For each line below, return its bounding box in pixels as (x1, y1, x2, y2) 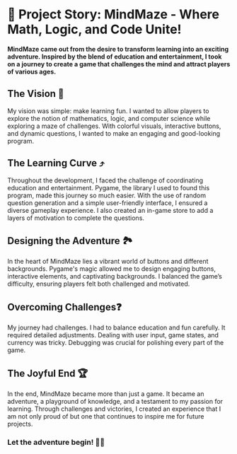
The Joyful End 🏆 (7, 367, 88, 379)
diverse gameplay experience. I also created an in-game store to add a (7, 206, 214, 214)
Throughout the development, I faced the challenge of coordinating (7, 176, 204, 185)
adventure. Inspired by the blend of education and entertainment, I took (7, 52, 222, 61)
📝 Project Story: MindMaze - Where (7, 6, 220, 23)
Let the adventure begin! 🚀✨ (7, 437, 105, 447)
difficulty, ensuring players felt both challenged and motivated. (7, 279, 190, 289)
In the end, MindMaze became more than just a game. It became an (7, 390, 204, 398)
